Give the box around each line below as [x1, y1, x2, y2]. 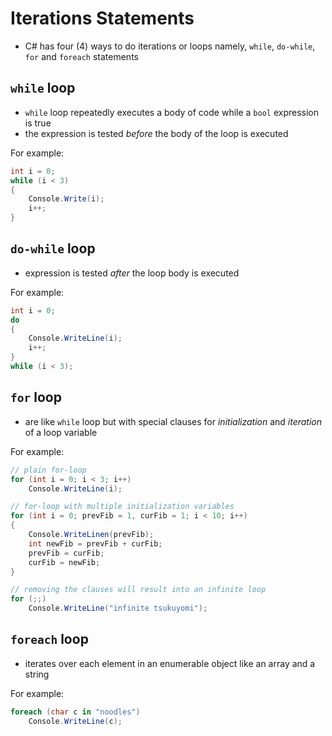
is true [24, 117, 52, 129]
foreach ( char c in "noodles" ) [10, 707, 141, 717]
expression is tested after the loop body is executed [24, 267, 240, 279]
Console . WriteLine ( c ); [28, 716, 123, 726]
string [24, 668, 50, 680]
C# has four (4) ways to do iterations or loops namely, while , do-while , [24, 40, 316, 52]
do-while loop [10, 240, 96, 257]
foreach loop [10, 631, 89, 648]
